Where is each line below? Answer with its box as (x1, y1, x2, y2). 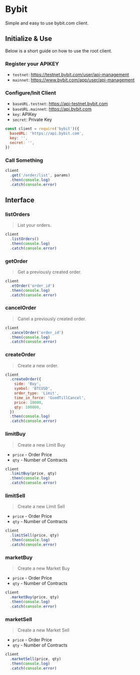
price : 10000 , (14, 400, 43, 405)
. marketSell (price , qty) (9, 656, 61, 662)
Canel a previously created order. (17, 316, 86, 322)
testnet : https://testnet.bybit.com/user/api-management (12, 71, 129, 78)
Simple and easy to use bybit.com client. (5, 20, 89, 26)
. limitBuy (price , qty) (9, 471, 57, 476)
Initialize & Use (5, 34, 52, 43)
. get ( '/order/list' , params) (9, 172, 70, 178)
